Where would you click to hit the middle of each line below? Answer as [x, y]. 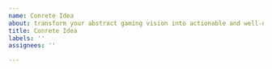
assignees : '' [32, 46]
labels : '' [27, 38]
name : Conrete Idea [41, 16]
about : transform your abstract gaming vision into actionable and [125, 23]
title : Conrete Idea [43, 30]
